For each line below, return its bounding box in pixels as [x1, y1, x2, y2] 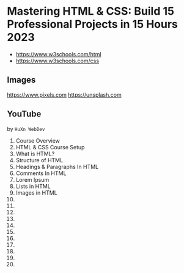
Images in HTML [15, 189, 57, 196]
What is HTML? [15, 150, 55, 157]
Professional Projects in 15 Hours [7, 17, 178, 31]
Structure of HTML [15, 156, 64, 163]
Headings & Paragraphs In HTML [15, 163, 99, 170]
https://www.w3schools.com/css [15, 57, 100, 64]
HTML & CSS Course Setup [15, 143, 85, 151]
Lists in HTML [15, 182, 51, 190]
